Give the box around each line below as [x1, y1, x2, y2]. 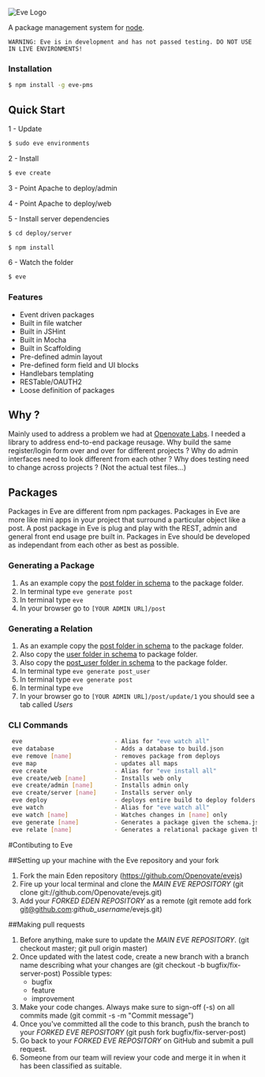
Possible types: [62, 969, 113, 978]
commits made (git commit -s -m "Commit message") [19, 1011, 195, 1020]
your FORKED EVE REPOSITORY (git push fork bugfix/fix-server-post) [19, 1027, 247, 1037]
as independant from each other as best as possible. [8, 540, 179, 550]
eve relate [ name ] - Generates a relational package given [11, 826, 248, 833]
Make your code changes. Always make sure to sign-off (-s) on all [19, 1002, 235, 1011]
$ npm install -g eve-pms [8, 81, 93, 89]
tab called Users [19, 700, 73, 709]
